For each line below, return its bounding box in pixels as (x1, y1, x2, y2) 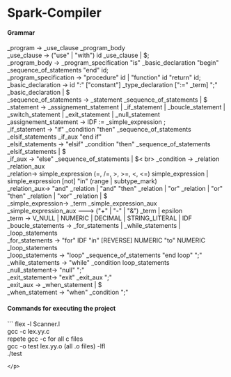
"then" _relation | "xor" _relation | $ (7, 192, 108, 200)
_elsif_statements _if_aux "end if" (7, 132, 102, 141)
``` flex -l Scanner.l (7, 319, 61, 328)
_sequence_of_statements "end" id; (7, 66, 109, 75)
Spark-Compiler (7, 5, 102, 21)
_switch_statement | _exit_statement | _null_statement (7, 110, 160, 119)
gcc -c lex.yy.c (7, 327, 50, 335)
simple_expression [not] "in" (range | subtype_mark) (7, 177, 158, 185)
